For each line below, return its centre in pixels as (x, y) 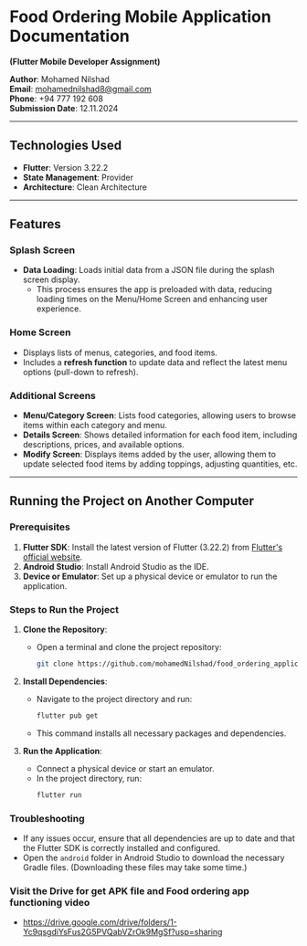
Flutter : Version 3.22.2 (65, 167)
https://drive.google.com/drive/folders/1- (100, 922)
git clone (55, 664)
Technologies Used (65, 146)
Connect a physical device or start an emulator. (125, 768)
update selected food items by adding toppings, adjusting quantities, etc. (160, 464)
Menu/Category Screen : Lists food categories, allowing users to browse (159, 415)
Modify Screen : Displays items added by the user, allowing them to (149, 455)
